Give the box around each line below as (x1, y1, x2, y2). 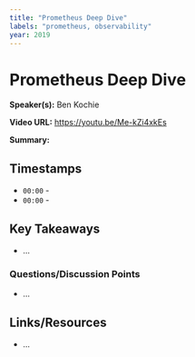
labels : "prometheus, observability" (9, 22, 152, 31)
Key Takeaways (9, 221, 101, 236)
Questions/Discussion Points (9, 267, 141, 280)
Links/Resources (9, 314, 107, 330)
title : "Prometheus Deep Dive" (9, 13, 128, 23)
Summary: (9, 134, 50, 145)
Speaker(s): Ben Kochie (9, 99, 100, 110)
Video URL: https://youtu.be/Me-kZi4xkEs (9, 117, 168, 128)
